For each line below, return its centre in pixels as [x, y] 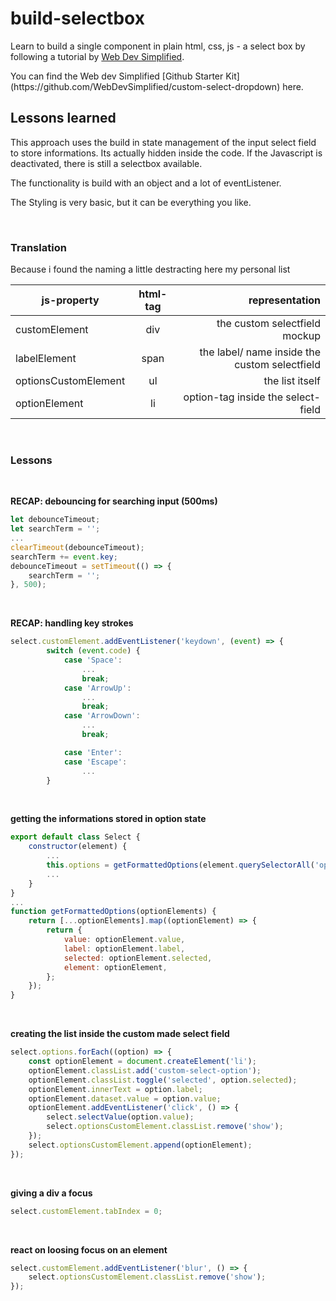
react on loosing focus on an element [89, 1249]
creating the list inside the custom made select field [120, 1034]
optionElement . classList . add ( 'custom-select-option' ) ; [145, 1070]
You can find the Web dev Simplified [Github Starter [117, 76]
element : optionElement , [115, 967]
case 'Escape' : [95, 762]
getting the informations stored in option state [108, 819]
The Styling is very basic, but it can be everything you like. [131, 202]
